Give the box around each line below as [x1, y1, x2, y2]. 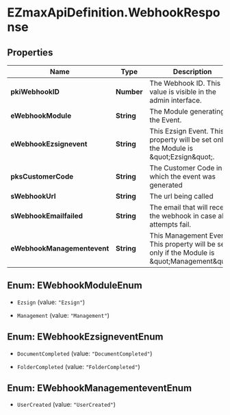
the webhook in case [149, 211, 217, 221]
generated [149, 180, 183, 190]
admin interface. [149, 96, 202, 105]
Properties [7, 47, 53, 58]
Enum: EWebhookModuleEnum [7, 279, 142, 292]
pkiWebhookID [10, 87, 60, 97]
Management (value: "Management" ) [16, 311, 110, 319]
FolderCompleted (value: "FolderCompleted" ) [16, 362, 140, 370]
